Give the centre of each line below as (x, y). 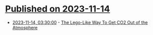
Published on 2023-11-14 (58, 9)
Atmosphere (25, 27)
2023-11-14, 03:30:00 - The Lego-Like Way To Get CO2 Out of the (80, 22)
